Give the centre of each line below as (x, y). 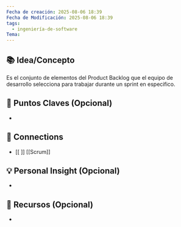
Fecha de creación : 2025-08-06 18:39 (54, 12)
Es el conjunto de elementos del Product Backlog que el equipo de (90, 77)
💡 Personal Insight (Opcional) (63, 171)
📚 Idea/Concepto (41, 60)
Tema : (13, 35)
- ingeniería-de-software (45, 29)
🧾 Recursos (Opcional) (50, 204)
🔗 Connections (35, 137)
